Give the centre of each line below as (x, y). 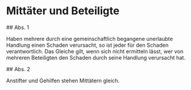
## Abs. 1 (18, 27)
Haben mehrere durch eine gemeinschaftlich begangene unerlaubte (90, 38)
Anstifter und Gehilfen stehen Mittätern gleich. (63, 81)
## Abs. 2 (18, 69)
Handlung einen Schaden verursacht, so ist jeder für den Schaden (87, 45)
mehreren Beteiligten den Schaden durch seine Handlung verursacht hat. (96, 57)
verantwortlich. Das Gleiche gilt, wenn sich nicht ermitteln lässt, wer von (95, 51)
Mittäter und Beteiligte (63, 11)
